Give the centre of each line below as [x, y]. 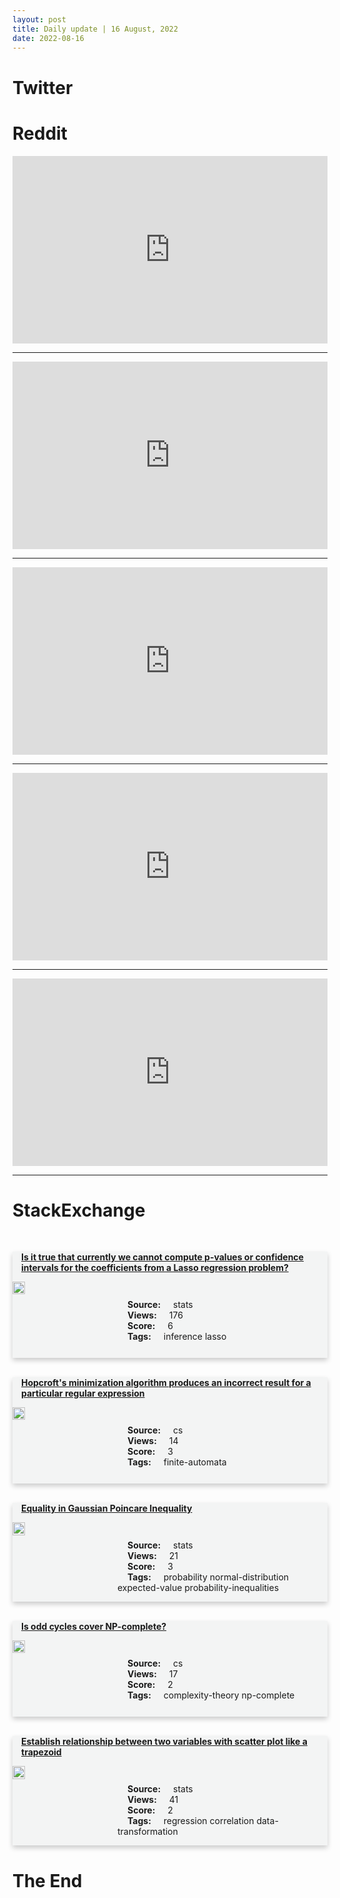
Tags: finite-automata [177, 1462]
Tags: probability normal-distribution [208, 1577]
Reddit [40, 133]
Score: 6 [150, 1326]
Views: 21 [153, 1556]
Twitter [43, 87]
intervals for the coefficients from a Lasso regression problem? [155, 1268]
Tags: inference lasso [177, 1337]
